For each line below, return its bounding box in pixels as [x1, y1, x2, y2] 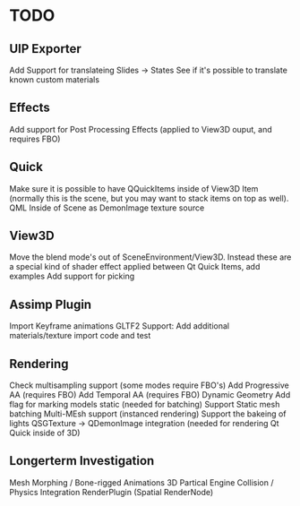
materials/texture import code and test [9, 330, 151, 341]
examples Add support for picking [9, 270, 135, 282]
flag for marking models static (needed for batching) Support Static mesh [9, 399, 280, 410]
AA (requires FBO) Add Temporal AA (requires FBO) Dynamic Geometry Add [9, 390, 291, 400]
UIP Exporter [9, 41, 82, 56]
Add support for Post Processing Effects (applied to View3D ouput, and [9, 124, 272, 134]
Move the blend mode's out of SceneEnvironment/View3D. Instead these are [9, 252, 292, 262]
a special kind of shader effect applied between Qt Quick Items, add [9, 262, 261, 272]
